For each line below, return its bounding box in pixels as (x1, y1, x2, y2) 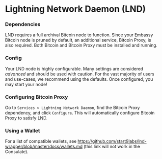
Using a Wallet (5, 127, 40, 134)
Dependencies (5, 21, 41, 28)
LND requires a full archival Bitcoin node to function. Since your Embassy (5, 32, 153, 38)
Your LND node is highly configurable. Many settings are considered (5, 66, 143, 71)
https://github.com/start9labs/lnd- (78, 138, 147, 144)
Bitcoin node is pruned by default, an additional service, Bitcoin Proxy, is (5, 37, 151, 43)
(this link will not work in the (83, 143, 140, 150)
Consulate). (5, 149, 28, 155)
